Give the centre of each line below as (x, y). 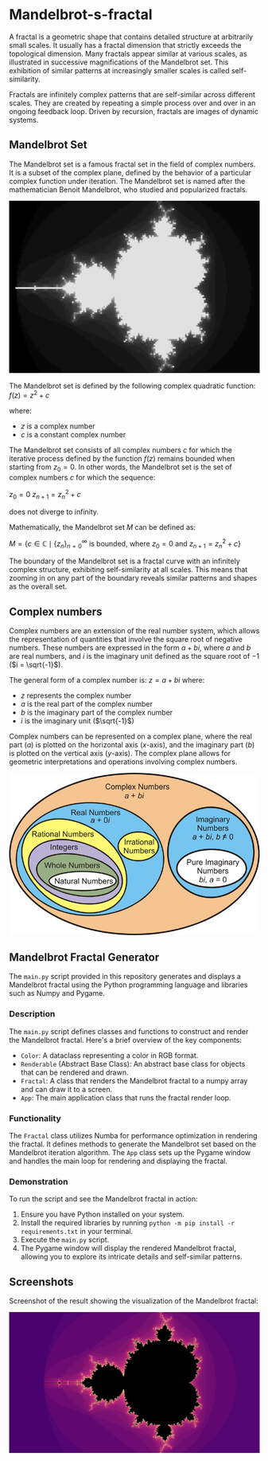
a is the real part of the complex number (87, 703)
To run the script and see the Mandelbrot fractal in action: (103, 1199)
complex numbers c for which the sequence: (82, 478)
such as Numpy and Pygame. (57, 993)
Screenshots (41, 1281)
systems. (24, 119)
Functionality (35, 1118)
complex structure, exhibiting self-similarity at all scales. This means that (128, 570)
